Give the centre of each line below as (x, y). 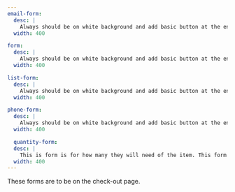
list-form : (23, 77)
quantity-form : (36, 142)
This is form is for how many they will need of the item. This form (123, 155)
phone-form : (24, 110)
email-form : (24, 14)
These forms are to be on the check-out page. (74, 182)
